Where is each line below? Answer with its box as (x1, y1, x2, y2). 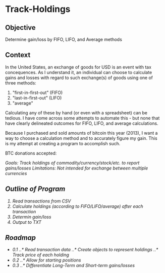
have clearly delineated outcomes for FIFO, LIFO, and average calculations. (5, 120, 159, 126)
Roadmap (5, 234, 36, 242)
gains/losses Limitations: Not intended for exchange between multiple (5, 165, 148, 171)
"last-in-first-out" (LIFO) (12, 94, 62, 100)
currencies (5, 170, 27, 176)
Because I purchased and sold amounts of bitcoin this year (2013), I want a (5, 130, 158, 136)
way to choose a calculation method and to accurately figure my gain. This (5, 135, 158, 141)
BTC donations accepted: (5, 150, 57, 156)
